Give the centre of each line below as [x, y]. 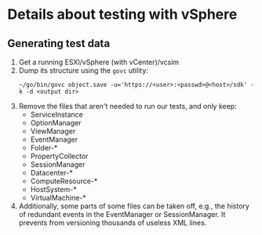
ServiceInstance [57, 114]
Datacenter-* [52, 173]
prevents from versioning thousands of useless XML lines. [113, 222]
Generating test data [59, 43]
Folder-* [44, 148]
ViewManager [53, 131]
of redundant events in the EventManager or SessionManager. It [122, 214]
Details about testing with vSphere [122, 14]
